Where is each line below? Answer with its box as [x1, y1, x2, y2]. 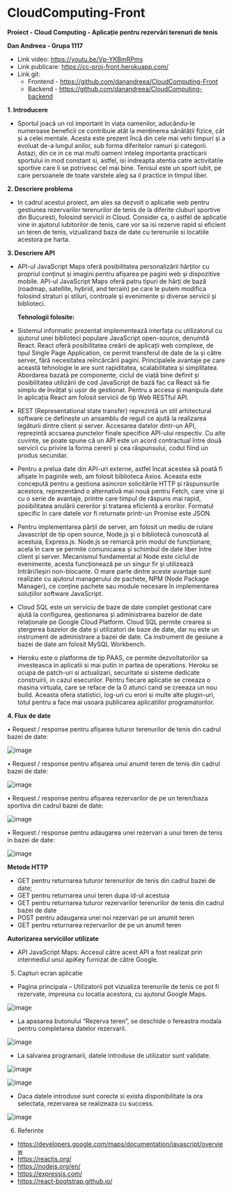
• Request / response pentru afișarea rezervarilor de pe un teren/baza [7, 794, 208, 802]
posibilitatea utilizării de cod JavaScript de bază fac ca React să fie [17, 378, 210, 387]
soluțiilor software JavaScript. [17, 589, 103, 597]
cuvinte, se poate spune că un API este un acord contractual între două [17, 436, 221, 445]
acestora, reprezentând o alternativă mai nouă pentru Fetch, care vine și [17, 486, 225, 495]
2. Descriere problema [7, 184, 73, 193]
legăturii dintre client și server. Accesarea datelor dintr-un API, [17, 421, 196, 430]
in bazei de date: [7, 835, 55, 844]
